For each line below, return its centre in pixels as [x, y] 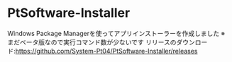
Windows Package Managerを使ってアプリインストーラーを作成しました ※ [116, 33]
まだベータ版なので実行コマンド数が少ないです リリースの [92, 42]
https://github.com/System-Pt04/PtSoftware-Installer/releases [106, 51]
